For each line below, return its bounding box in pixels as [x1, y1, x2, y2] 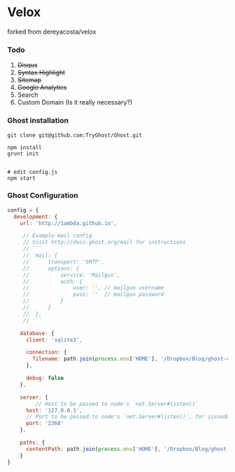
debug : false [25, 375, 64, 382]
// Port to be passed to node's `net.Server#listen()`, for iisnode [25, 413, 230, 421]
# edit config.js [7, 168, 58, 175]
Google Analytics [17, 83, 67, 92]
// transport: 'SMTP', [22, 258, 105, 265]
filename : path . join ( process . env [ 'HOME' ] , [32, 356, 158, 363]
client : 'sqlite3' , [25, 336, 83, 344]
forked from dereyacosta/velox [7, 27, 97, 36]
